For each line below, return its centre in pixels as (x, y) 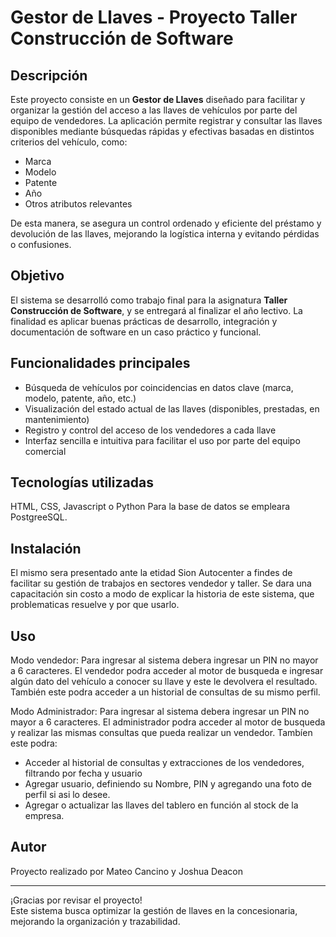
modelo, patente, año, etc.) (80, 398)
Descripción (49, 75)
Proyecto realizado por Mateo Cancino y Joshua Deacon (126, 871)
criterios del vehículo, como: (69, 142)
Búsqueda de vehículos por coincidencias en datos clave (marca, (159, 387)
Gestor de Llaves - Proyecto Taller (154, 17)
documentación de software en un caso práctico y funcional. (136, 332)
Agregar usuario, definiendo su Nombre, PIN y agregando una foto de (168, 784)
